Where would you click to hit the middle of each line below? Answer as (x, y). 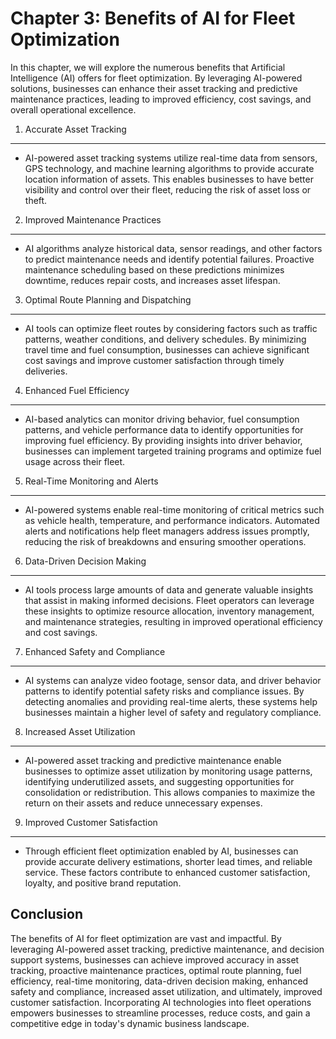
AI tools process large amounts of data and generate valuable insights (169, 589)
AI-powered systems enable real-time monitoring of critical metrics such (174, 509)
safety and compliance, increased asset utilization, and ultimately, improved (166, 991)
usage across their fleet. (75, 461)
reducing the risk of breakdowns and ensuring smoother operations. (165, 541)
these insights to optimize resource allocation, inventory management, (169, 611)
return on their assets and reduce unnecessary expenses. (143, 803)
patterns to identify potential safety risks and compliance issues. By (164, 691)
